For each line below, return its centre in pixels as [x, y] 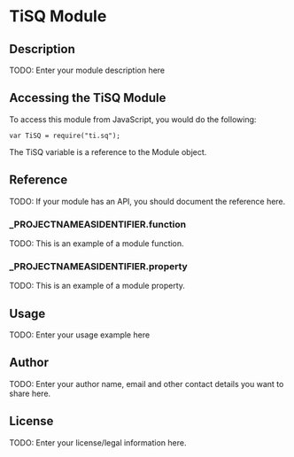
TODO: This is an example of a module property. [97, 286]
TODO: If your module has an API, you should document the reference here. [147, 201]
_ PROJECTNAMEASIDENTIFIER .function [98, 224]
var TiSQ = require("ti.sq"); [65, 136]
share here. [30, 393]
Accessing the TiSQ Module [88, 98]
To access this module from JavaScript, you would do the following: [133, 119]
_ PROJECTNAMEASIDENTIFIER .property [98, 266]
